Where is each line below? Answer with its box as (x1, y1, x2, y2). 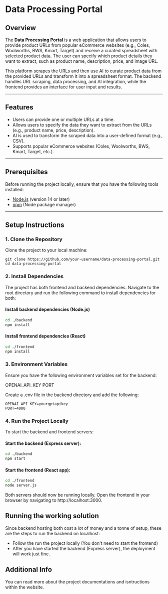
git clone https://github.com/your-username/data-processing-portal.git (5, 257, 160, 262)
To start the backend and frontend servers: (5, 429, 94, 435)
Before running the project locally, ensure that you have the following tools (5, 181, 158, 187)
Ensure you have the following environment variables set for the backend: (5, 372, 157, 378)
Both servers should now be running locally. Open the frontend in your (5, 492, 150, 498)
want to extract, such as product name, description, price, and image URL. (5, 58, 158, 64)
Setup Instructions (5, 221, 64, 229)
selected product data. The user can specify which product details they (5, 53, 152, 59)
